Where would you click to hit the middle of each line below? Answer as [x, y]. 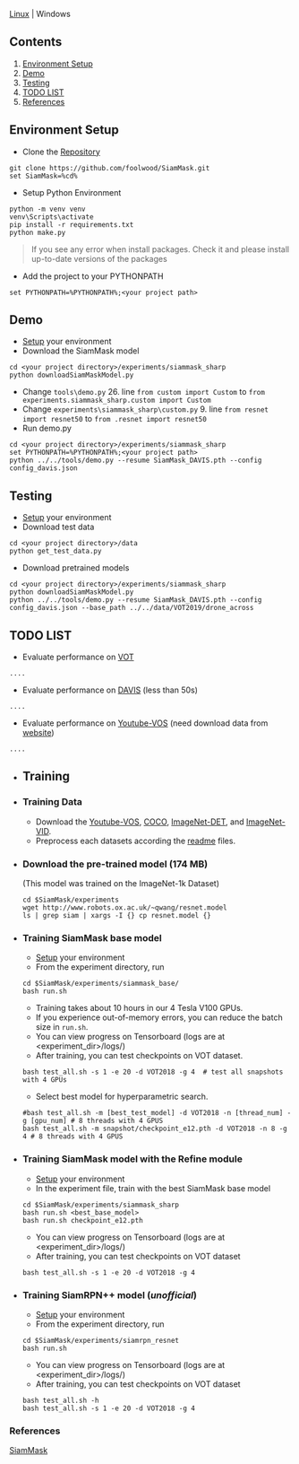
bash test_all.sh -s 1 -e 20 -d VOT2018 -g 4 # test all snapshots [153, 1072]
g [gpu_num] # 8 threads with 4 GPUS [93, 1121]
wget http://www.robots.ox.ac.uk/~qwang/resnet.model [124, 908]
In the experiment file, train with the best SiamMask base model [153, 1188]
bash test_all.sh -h [60, 1400]
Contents [36, 42]
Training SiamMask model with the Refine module [132, 1159]
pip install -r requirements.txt [72, 224]
